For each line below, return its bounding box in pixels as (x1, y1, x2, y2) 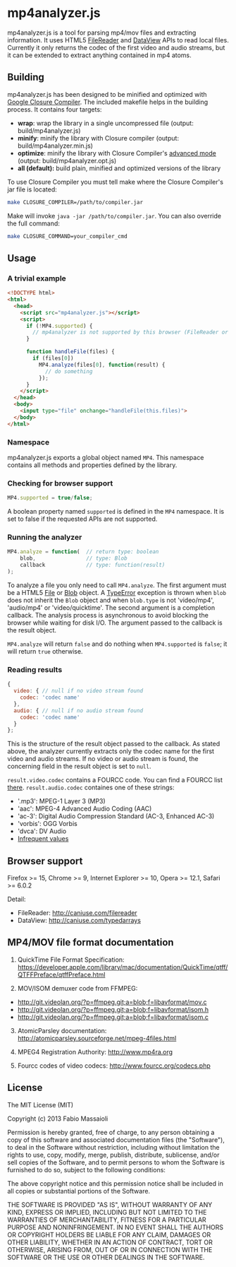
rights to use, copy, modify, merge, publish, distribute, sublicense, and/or (7, 1150, 220, 1159)
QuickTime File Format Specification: (17, 955, 125, 964)
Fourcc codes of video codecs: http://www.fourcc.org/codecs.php (17, 1061, 211, 1070)
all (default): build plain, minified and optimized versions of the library (17, 164, 221, 172)
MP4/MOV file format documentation (7, 936, 174, 948)
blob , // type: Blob (20, 555, 128, 562)
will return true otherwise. (7, 647, 83, 655)
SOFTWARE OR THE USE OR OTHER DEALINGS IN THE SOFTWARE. (7, 1253, 205, 1261)
